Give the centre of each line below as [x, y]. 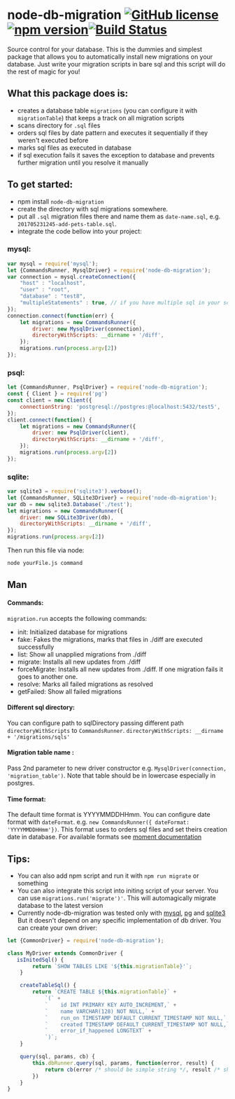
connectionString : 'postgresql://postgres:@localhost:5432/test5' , [120, 407]
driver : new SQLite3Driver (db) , [67, 517]
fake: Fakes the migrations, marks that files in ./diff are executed [110, 639]
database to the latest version [60, 905]
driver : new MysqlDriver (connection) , [89, 329]
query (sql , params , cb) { [58, 1057]
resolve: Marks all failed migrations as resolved [85, 684]
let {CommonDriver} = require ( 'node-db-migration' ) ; [86, 940]
